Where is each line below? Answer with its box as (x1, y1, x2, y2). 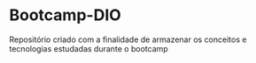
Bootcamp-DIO (9, 5, 121, 25)
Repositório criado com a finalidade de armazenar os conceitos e (9, 34, 247, 45)
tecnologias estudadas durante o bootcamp (9, 43, 168, 53)
